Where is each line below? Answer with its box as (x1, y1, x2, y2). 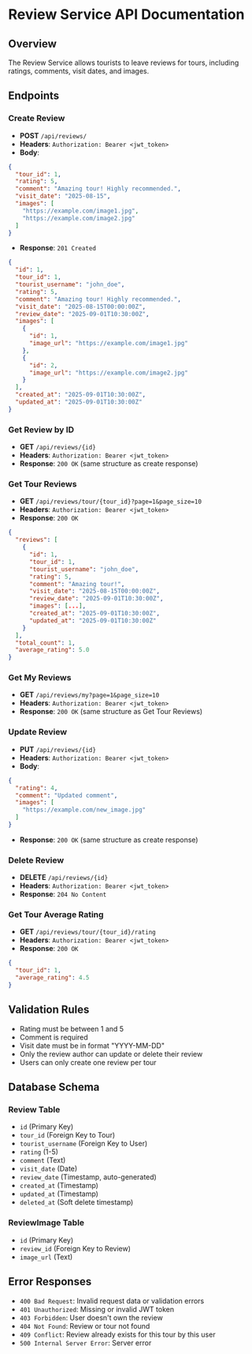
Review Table (8, 1104, 61, 1115)
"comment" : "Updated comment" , (15, 792, 118, 799)
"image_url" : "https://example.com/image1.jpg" (28, 340, 189, 348)
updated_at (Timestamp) (19, 1189, 98, 1198)
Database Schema (8, 1081, 100, 1094)
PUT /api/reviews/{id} (19, 744, 97, 754)
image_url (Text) (19, 1252, 73, 1262)
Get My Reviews (8, 672, 72, 683)
